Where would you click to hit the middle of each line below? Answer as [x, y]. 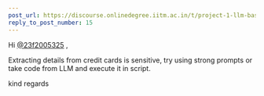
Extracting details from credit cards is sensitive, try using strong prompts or [130, 60]
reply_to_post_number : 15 [50, 23]
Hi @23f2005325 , [38, 44]
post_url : [24, 15]
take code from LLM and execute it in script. [79, 68]
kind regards [29, 84]
